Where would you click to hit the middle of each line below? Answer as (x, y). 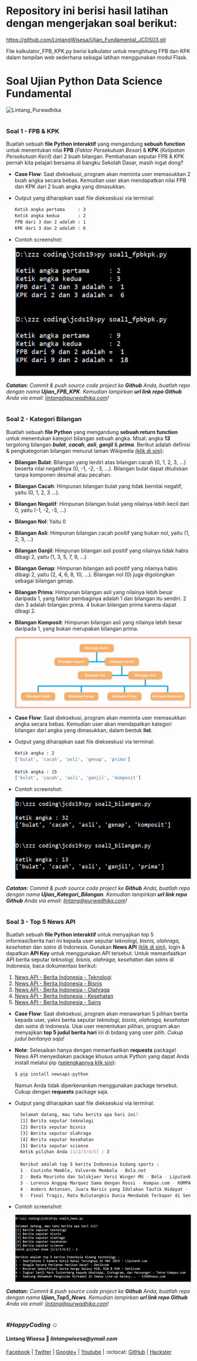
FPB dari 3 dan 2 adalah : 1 (50, 222)
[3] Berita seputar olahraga (56, 1133)
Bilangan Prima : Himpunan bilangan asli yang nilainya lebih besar (94, 592)
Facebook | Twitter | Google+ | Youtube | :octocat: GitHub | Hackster (89, 1352)
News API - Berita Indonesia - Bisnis (58, 984)
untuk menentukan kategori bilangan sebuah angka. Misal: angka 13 (88, 438)
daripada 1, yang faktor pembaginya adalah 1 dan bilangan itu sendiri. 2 (100, 598)
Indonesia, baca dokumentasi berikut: (52, 966)
